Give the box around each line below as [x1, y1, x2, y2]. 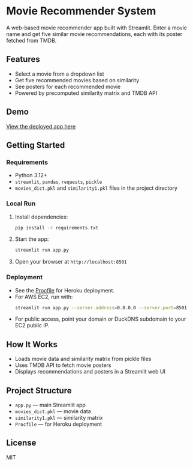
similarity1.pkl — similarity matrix [14, 414, 103, 422]
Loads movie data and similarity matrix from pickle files [14, 356, 152, 363]
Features [6, 54, 40, 64]
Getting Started [6, 140, 65, 150]
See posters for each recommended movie [14, 83, 121, 90]
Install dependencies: [14, 213, 68, 220]
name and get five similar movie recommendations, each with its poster [6, 30, 183, 37]
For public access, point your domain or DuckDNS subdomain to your [14, 315, 186, 322]
